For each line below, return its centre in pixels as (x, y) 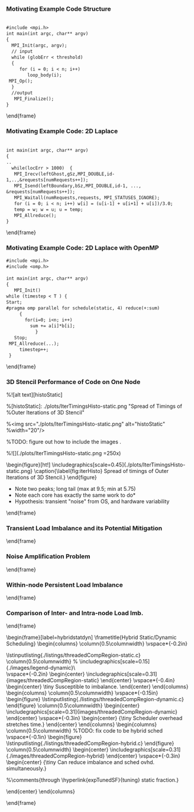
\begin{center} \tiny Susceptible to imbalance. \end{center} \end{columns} (97, 687)
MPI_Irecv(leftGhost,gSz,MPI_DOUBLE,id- (64, 174)
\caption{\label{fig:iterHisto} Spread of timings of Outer (101, 471)
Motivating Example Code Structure (59, 9)
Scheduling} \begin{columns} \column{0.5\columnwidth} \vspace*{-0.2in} (97, 644)
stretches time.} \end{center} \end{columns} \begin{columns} (82, 724)
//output (22, 93)
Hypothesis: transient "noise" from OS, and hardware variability (92, 501)
